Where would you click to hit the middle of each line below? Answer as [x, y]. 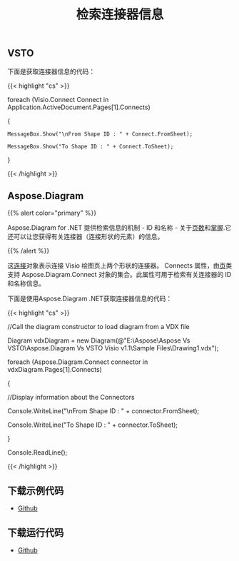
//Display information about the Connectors [71, 398]
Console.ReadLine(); [37, 453]
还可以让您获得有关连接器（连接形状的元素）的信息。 [86, 237]
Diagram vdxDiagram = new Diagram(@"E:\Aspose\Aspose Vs [99, 340]
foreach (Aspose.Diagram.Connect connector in [78, 362]
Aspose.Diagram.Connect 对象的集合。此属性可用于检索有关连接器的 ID [126, 275]
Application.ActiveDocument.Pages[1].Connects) [79, 107]
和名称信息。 [26, 283]
